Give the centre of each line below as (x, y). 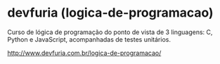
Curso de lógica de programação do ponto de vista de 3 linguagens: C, (110, 32)
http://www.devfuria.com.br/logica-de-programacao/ (84, 53)
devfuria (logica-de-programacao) (110, 13)
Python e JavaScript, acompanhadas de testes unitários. (89, 39)
